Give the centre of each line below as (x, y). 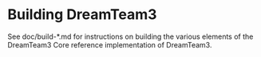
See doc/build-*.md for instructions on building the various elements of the (130, 36)
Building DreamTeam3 (82, 15)
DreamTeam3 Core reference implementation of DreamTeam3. (110, 44)
